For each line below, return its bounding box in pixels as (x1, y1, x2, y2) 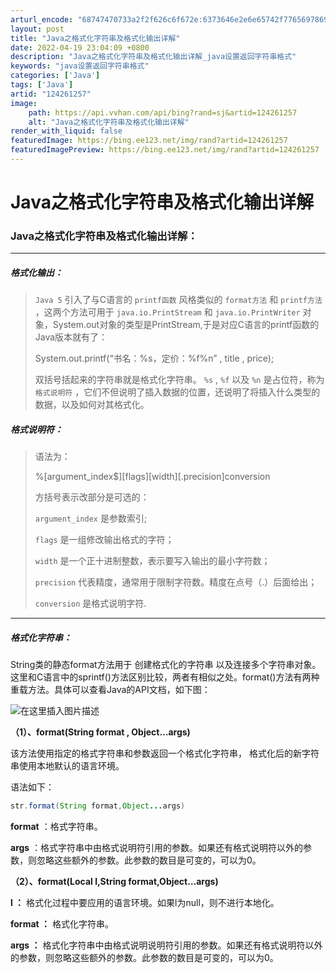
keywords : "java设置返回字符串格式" (10, 61, 150, 71)
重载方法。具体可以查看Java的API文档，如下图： (10, 684, 211, 696)
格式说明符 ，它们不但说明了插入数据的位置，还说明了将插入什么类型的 (34, 386, 321, 398)
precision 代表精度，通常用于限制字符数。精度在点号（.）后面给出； (34, 576, 318, 588)
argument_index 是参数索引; (34, 512, 148, 525)
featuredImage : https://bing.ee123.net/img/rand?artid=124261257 (10, 136, 288, 146)
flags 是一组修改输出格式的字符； (34, 534, 175, 546)
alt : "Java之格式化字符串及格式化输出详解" (28, 117, 190, 127)
